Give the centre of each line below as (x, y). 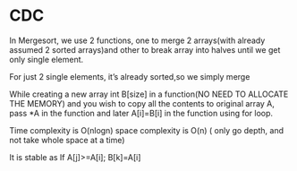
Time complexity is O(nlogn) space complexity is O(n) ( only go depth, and (147, 130)
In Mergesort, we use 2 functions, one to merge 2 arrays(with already (137, 40)
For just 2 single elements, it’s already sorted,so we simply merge (130, 76)
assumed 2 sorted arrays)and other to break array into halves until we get (145, 49)
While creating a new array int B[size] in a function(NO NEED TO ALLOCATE (149, 94)
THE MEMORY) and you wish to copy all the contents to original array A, (142, 103)
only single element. (47, 59)
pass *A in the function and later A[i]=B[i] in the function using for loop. (141, 113)
